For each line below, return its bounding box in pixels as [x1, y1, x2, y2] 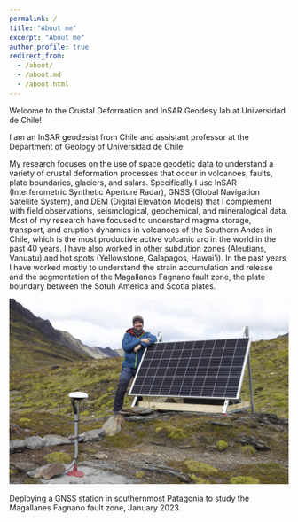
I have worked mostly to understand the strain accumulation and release [9, 261, 273, 272]
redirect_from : [9, 51, 66, 61]
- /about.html [17, 80, 69, 89]
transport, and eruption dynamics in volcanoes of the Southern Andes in [9, 224, 273, 235]
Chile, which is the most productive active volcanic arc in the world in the [9, 233, 277, 244]
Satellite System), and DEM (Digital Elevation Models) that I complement [9, 196, 272, 206]
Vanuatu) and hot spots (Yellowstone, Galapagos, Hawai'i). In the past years [9, 253, 286, 263]
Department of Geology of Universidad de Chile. [9, 141, 186, 152]
